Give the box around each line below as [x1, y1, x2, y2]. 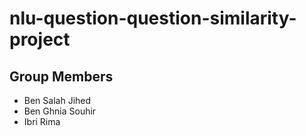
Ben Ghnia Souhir [23, 105, 97, 117]
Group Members [9, 68, 114, 85]
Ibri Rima [23, 116, 61, 127]
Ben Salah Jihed [23, 95, 92, 106]
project [9, 28, 71, 51]
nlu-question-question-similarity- [9, 7, 297, 30]
